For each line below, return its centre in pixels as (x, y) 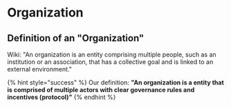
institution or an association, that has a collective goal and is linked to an (110, 62)
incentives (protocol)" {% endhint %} (62, 97)
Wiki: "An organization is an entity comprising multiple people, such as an (112, 54)
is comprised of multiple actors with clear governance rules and (101, 90)
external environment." (40, 69)
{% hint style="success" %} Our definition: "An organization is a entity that (116, 83)
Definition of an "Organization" (76, 38)
